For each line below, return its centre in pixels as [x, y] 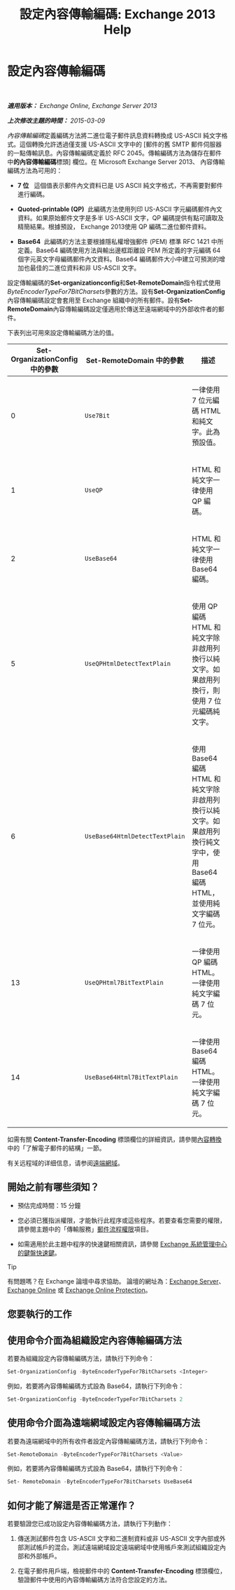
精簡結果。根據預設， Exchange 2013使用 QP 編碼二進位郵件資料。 [114, 226]
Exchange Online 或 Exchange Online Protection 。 [79, 1290]
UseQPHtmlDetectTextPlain [128, 664]
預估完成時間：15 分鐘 [49, 1205]
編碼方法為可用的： [35, 170]
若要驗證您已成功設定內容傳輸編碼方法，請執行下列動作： [90, 1524]
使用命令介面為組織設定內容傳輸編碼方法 [94, 1340]
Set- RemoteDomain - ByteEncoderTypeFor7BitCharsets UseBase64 [100, 1482]
